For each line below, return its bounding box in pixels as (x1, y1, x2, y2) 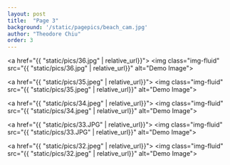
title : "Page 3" (7, 17, 59, 24)
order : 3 (7, 37, 33, 44)
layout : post (7, 10, 46, 18)
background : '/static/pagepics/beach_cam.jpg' (7, 23, 148, 31)
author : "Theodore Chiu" (7, 30, 81, 38)
